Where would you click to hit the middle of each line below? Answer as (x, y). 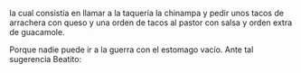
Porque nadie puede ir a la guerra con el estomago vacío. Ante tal (132, 50)
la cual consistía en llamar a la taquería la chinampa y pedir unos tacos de (147, 13)
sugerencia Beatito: (46, 59)
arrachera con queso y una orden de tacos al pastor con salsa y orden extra (151, 23)
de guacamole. (37, 32)
